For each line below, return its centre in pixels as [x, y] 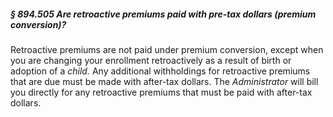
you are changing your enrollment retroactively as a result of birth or [151, 60]
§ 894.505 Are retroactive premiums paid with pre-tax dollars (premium [163, 14]
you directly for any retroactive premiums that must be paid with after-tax [161, 92]
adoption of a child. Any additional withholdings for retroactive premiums [160, 71]
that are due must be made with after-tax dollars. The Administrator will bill [164, 81]
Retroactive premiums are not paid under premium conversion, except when [167, 49]
